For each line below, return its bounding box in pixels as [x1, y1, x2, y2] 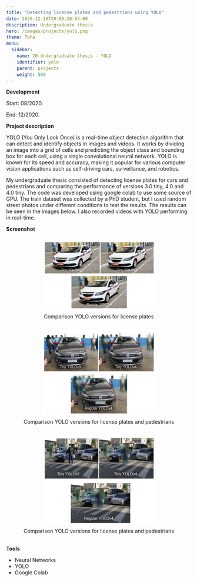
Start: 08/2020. [6, 100, 44, 107]
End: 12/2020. [6, 111, 40, 118]
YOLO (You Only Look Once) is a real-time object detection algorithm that [6, 134, 184, 141]
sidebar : [11, 47, 33, 53]
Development [6, 88, 40, 95]
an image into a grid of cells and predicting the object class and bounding [6, 147, 185, 154]
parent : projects [16, 65, 59, 71]
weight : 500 [16, 71, 46, 78]
